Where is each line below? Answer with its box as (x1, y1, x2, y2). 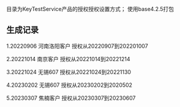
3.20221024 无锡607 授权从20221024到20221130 (6, 68, 132, 75)
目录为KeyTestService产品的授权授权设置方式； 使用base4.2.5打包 (6, 6, 174, 12)
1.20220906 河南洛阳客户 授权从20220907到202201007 (6, 42, 148, 50)
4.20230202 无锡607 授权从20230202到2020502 (6, 81, 133, 89)
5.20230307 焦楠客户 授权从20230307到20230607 (6, 94, 136, 101)
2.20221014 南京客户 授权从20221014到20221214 (6, 55, 130, 62)
